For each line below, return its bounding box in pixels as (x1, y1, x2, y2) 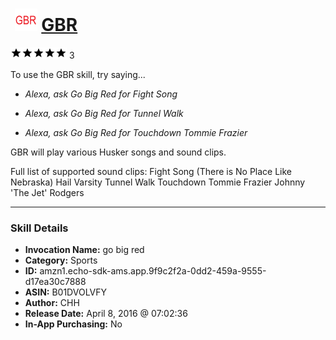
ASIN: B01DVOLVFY (24, 286, 108, 298)
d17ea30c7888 (24, 276, 87, 288)
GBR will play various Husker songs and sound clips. (10, 146, 227, 158)
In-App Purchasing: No (24, 318, 123, 330)
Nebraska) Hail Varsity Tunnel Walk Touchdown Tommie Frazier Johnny (10, 176, 306, 188)
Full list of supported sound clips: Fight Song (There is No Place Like (10, 165, 293, 177)
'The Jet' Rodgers (10, 186, 85, 198)
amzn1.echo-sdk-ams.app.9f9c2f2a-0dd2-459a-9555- (39, 265, 267, 277)
